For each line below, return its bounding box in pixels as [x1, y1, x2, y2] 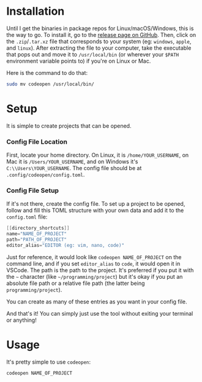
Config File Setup [6, 186, 59, 195]
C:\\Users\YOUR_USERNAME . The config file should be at [6, 165, 142, 172]
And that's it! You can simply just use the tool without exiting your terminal [6, 310, 193, 317]
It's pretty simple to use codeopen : [6, 358, 91, 365]
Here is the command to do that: [6, 69, 88, 76]
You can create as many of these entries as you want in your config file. [6, 298, 187, 305]
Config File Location [6, 137, 67, 146]
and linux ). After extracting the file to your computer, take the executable [6, 44, 192, 52]
